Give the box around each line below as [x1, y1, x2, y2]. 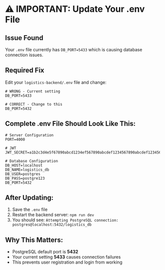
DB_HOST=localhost [5, 163, 43, 168]
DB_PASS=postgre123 [5, 176, 45, 181]
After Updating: [5, 193, 54, 202]
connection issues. [5, 52, 43, 58]
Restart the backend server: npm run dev [12, 212, 94, 218]
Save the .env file [12, 206, 48, 213]
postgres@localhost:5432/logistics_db [12, 222, 92, 228]
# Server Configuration [5, 132, 54, 138]
